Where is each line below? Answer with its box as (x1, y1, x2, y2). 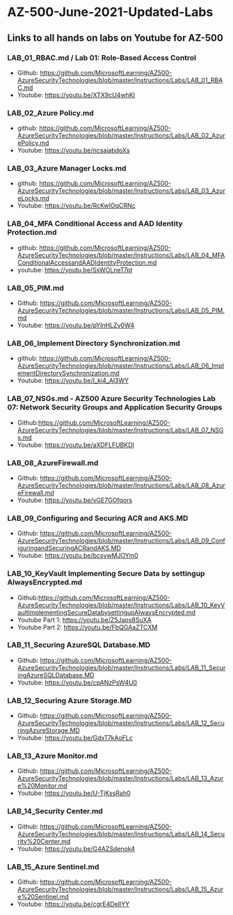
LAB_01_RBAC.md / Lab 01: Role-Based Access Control (7, 53, 197, 63)
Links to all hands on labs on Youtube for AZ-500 (7, 32, 224, 44)
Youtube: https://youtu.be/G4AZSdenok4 (17, 844, 136, 853)
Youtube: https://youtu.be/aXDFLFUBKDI (17, 440, 134, 449)
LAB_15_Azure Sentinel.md (7, 861, 99, 871)
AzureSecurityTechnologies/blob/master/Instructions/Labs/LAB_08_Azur (17, 481, 226, 490)
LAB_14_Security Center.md (7, 806, 103, 816)
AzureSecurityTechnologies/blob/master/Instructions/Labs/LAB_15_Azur (17, 885, 224, 893)
